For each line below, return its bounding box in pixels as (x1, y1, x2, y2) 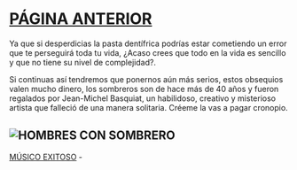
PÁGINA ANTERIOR (9, 9, 152, 29)
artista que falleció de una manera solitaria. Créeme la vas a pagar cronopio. (9, 102, 288, 112)
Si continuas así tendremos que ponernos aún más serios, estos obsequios (9, 73, 284, 84)
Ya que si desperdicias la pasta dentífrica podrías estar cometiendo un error (9, 38, 287, 49)
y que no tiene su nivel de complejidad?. (9, 57, 157, 67)
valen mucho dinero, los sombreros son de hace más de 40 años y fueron (9, 83, 279, 94)
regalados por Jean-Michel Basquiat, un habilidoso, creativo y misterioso (9, 93, 277, 104)
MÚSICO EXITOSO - (9, 151, 82, 162)
